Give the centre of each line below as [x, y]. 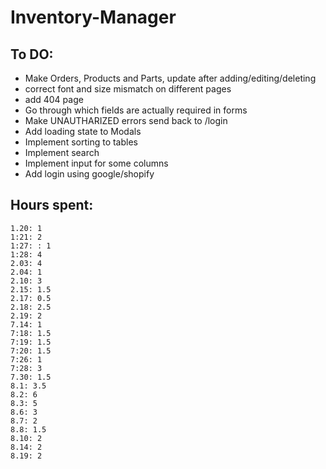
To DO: [32, 54]
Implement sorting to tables [81, 142]
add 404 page [54, 99]
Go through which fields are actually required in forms [136, 110]
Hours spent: [52, 205]
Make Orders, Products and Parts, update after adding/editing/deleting [170, 78]
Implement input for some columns [96, 163]
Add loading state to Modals [83, 131]
